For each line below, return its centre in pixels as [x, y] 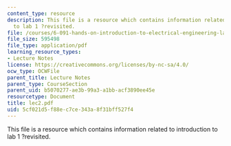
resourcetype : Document [41, 97]
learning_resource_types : [44, 52]
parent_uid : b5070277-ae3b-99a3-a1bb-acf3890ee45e [81, 90]
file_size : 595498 [33, 39]
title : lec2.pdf [30, 103]
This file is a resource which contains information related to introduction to [112, 129]
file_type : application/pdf [47, 45]
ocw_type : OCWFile [33, 71]
